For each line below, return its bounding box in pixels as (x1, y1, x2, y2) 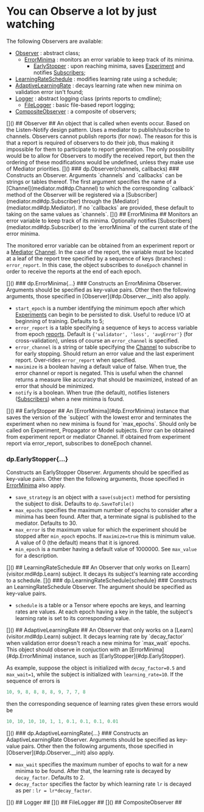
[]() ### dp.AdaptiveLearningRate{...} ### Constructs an (6, 729, 149, 737)
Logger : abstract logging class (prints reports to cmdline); (15, 95, 162, 102)
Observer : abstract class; (15, 49, 80, 56)
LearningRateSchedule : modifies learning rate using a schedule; (15, 75, 178, 82)
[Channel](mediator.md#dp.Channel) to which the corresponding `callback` (6, 185, 195, 192)
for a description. (15, 552, 59, 560)
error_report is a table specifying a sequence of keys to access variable (15, 324, 198, 331)
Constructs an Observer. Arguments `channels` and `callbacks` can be (6, 171, 183, 178)
